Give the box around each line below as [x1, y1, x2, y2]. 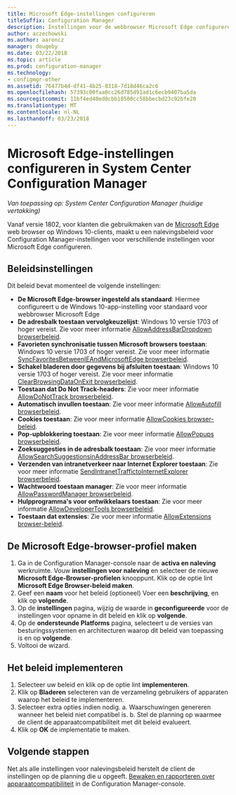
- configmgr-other [7, 75, 61, 83]
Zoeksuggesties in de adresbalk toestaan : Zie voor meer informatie [17, 445, 216, 453]
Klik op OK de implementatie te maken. [17, 725, 131, 734]
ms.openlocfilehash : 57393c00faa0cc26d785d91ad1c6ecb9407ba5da [7, 89, 197, 96]
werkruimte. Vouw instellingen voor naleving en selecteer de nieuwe [17, 567, 219, 575]
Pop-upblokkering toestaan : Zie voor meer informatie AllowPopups [17, 430, 214, 438]
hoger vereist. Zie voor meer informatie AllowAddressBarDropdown [17, 325, 212, 333]
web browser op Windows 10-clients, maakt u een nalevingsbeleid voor [7, 227, 214, 236]
